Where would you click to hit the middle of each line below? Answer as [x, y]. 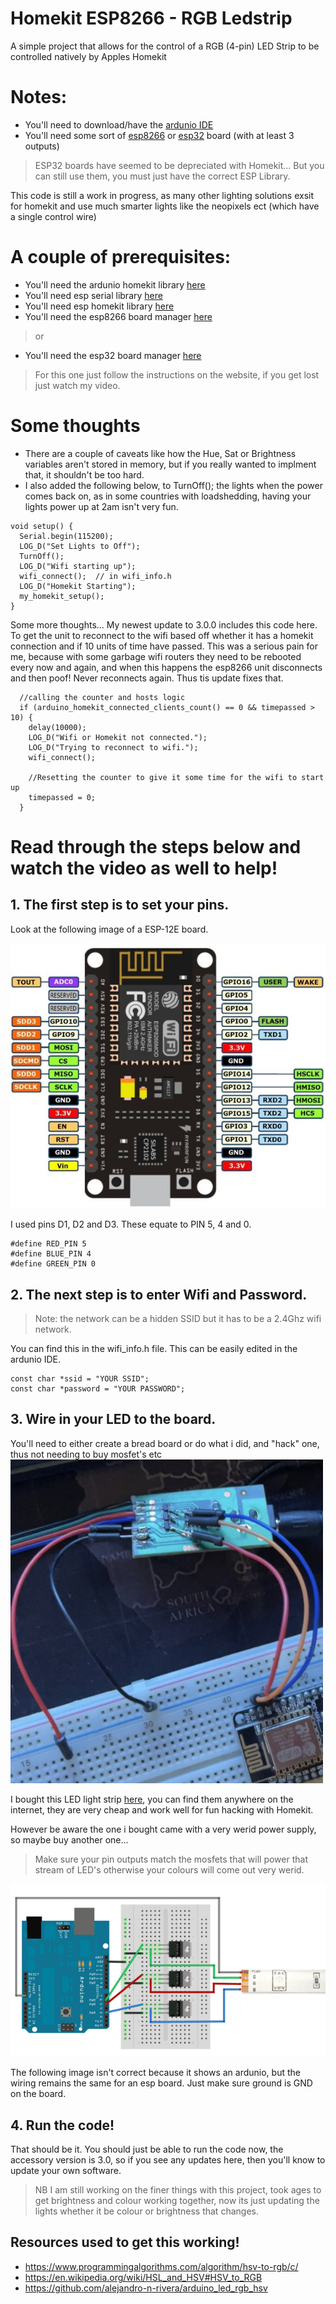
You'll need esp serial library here [93, 295]
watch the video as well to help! [144, 868]
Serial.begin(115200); [66, 536]
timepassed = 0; [62, 797]
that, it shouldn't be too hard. [84, 474]
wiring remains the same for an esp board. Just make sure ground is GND [161, 2083]
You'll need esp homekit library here [99, 306]
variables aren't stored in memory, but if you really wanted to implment [170, 464]
